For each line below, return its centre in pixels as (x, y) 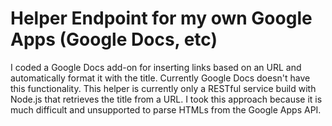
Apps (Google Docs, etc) (114, 39)
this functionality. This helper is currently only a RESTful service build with (163, 88)
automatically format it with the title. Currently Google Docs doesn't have (160, 78)
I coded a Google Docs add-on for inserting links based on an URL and (156, 67)
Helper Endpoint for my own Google (161, 18)
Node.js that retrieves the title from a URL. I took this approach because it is (166, 99)
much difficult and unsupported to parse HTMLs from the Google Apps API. (166, 109)
